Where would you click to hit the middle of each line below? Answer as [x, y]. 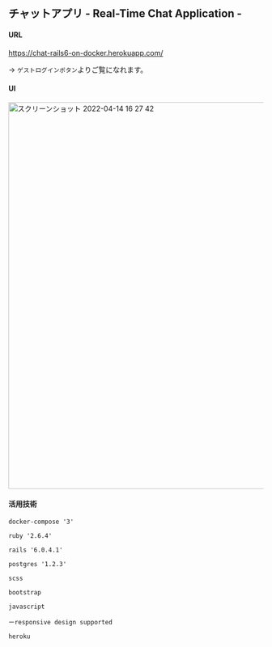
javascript [27, 607]
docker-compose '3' [41, 522]
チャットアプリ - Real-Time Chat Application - [125, 14]
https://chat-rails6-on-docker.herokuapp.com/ [86, 53]
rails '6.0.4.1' [36, 550]
